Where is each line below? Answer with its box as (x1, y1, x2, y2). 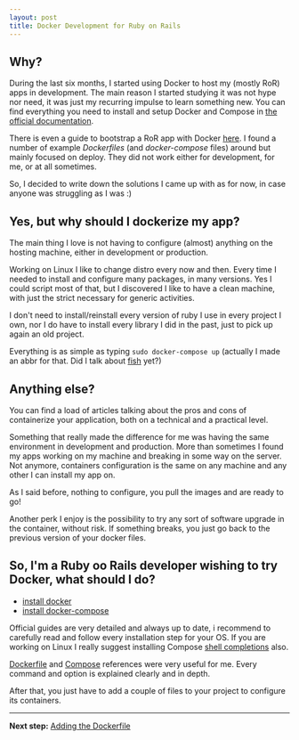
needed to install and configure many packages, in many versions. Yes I (9, 273, 273, 285)
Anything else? (9, 381, 95, 396)
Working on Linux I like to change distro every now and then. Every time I (9, 264, 278, 275)
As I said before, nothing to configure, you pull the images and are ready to (9, 486, 285, 497)
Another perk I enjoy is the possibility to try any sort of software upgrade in (9, 513, 285, 524)
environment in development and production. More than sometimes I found (9, 441, 284, 451)
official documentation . (9, 116, 94, 126)
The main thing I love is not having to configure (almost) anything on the (9, 238, 273, 248)
